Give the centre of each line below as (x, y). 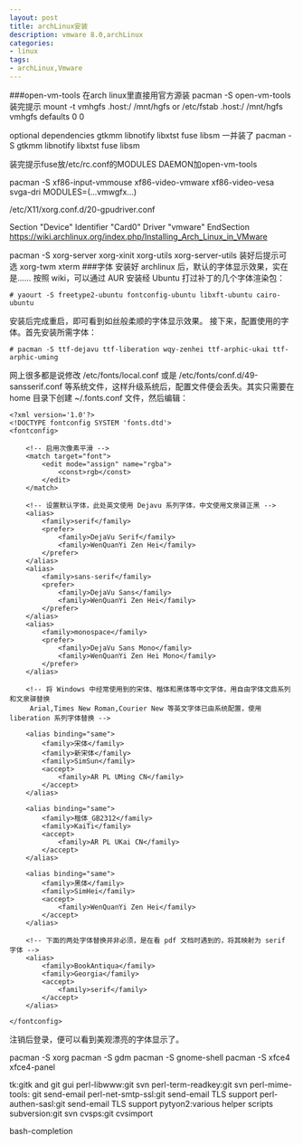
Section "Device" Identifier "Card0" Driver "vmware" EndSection (130, 226)
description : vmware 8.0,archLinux (76, 34)
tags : (19, 60)
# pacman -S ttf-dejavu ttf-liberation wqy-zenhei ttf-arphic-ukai (139, 349)
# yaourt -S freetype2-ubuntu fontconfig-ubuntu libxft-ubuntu (131, 295)
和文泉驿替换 (30, 699)
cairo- (269, 295)
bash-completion (42, 1131)
